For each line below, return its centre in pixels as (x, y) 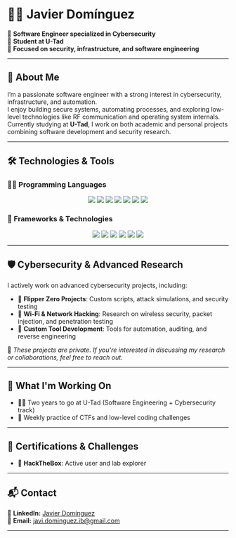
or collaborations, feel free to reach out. (65, 357)
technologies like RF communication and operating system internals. (121, 117)
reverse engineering (46, 336)
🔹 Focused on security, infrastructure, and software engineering (103, 48)
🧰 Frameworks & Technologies (60, 219)
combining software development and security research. (89, 131)
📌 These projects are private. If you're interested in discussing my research (116, 350)
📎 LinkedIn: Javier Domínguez (51, 513)
